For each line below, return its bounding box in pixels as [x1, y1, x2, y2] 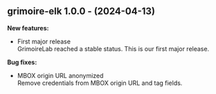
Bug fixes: [7, 58, 37, 66]
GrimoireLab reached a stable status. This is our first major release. [17, 44, 210, 53]
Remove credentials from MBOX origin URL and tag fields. [17, 79, 183, 87]
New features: [7, 23, 49, 32]
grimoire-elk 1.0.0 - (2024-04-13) [7, 6, 156, 17]
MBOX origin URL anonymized [17, 71, 104, 79]
